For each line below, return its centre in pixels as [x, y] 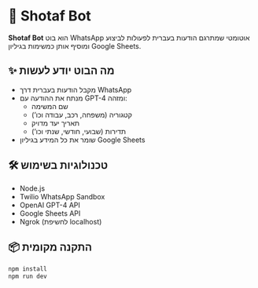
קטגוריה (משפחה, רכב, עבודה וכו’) [81, 115]
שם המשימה [50, 106]
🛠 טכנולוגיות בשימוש [58, 165]
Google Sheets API [50, 213]
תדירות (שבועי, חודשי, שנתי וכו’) [79, 131]
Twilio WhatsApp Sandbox [62, 196]
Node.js [32, 188]
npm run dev [28, 277]
